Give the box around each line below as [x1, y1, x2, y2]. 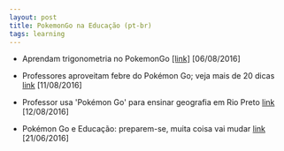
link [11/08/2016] [21, 80, 82, 91]
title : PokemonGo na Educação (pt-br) [9, 21, 152, 30]
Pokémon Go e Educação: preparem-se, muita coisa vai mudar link [21, 124, 265, 134]
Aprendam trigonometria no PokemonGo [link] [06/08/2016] [21, 54, 241, 64]
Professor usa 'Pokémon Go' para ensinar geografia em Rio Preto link [21, 97, 275, 108]
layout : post [9, 12, 58, 22]
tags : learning [9, 29, 65, 38]
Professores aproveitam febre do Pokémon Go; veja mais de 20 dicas [21, 71, 275, 81]
